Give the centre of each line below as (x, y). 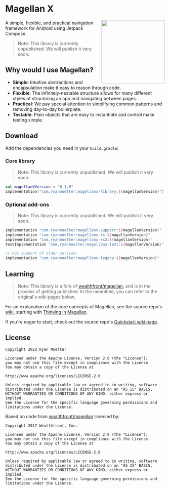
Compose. (16, 33)
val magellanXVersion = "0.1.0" (39, 187)
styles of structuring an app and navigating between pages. (75, 98)
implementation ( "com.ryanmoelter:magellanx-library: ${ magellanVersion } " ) (85, 191)
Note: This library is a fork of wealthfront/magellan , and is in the (84, 286)
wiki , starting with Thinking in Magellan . (47, 312)
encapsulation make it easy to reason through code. (67, 88)
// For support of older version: (42, 254)
